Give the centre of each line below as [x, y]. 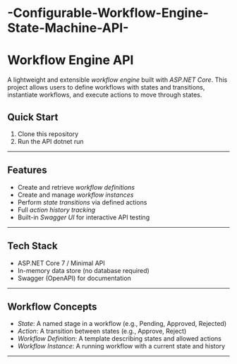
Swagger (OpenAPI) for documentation [74, 278]
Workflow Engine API [71, 60]
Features [27, 170]
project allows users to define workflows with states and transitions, [106, 87]
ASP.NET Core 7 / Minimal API [61, 263]
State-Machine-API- [68, 28]
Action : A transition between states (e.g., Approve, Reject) [102, 331]
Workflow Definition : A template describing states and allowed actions [120, 339]
